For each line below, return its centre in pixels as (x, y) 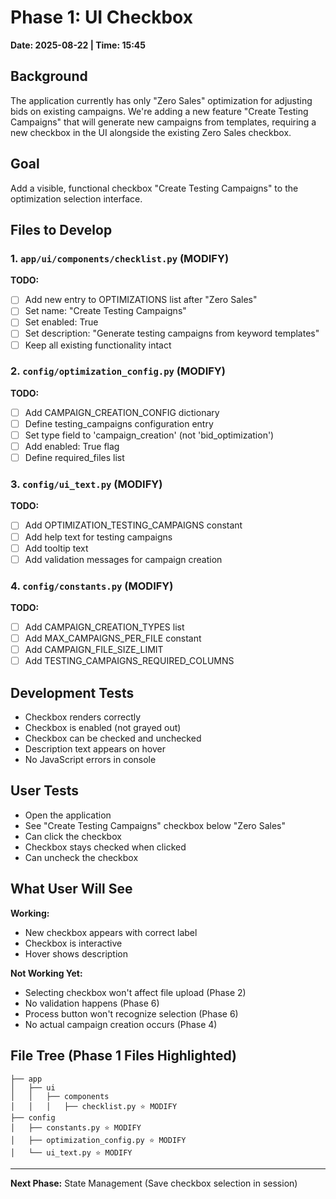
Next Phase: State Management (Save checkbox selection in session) (154, 1183)
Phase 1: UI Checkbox (101, 17)
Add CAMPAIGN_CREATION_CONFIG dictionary (122, 412)
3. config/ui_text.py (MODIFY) (86, 484)
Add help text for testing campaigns (98, 537)
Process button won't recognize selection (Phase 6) (131, 1013)
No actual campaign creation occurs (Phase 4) (121, 1024)
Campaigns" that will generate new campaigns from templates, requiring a (163, 122)
